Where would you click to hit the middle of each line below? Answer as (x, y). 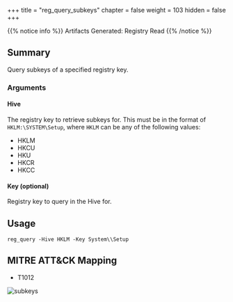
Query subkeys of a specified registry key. (68, 70)
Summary (29, 53)
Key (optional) (28, 186)
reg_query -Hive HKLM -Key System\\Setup (68, 239)
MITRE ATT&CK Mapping (62, 261)
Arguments (27, 88)
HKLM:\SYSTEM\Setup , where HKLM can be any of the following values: (104, 127)
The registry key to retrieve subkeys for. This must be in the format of (107, 119)
